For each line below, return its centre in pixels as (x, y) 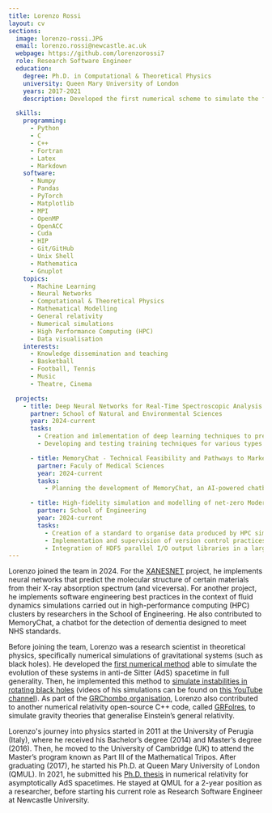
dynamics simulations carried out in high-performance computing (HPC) (129, 606)
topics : (36, 279)
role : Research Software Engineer (74, 61)
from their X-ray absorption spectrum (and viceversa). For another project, (133, 588)
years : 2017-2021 (52, 91)
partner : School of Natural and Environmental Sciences (126, 413)
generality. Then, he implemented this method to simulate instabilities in (128, 681)
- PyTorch (46, 196)
